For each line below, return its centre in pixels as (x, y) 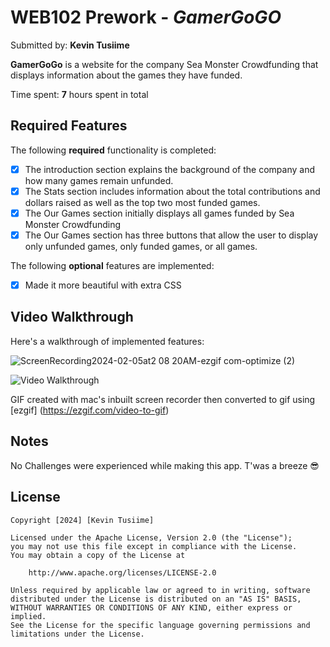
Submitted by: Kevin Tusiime (70, 45)
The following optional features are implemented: (112, 265)
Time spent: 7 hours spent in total (79, 94)
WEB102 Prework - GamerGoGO (146, 17)
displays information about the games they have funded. (126, 75)
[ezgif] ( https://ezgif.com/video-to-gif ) (90, 410)
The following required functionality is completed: (113, 150)
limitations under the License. (77, 634)
